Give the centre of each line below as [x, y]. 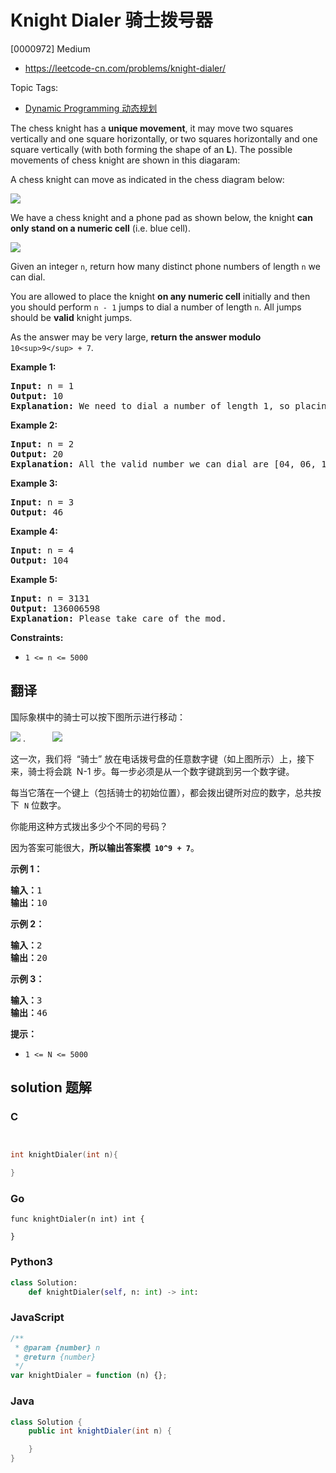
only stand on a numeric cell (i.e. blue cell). [100, 228]
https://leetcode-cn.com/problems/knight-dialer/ [125, 68]
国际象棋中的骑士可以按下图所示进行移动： [98, 717]
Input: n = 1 [42, 385]
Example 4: [34, 531]
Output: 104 [39, 560]
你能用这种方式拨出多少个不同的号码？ [89, 826]
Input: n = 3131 [50, 598]
